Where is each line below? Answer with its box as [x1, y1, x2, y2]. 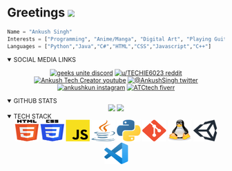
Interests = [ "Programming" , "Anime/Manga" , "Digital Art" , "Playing [7, 36, 212, 43]
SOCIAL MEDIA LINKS [13, 55, 77, 63]
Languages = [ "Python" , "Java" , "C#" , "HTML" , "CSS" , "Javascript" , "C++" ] [7, 43, 212, 49]
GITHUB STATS [13, 96, 57, 104]
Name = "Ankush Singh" [7, 28, 72, 35]
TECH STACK [13, 112, 52, 120]
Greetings [7, 5, 66, 21]
